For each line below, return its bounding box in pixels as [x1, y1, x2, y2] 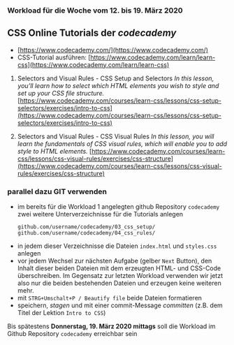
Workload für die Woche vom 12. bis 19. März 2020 [7, 6, 183, 15]
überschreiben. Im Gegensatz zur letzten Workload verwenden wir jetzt [17, 272, 224, 280]
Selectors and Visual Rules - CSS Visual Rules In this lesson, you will [17, 132, 214, 140]
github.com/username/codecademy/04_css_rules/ [17, 230, 156, 237]
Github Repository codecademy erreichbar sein [7, 330, 138, 338]
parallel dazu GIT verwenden [7, 186, 107, 196]
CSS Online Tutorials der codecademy [7, 27, 177, 39]
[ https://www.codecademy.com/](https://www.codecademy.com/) [17, 45, 208, 54]
